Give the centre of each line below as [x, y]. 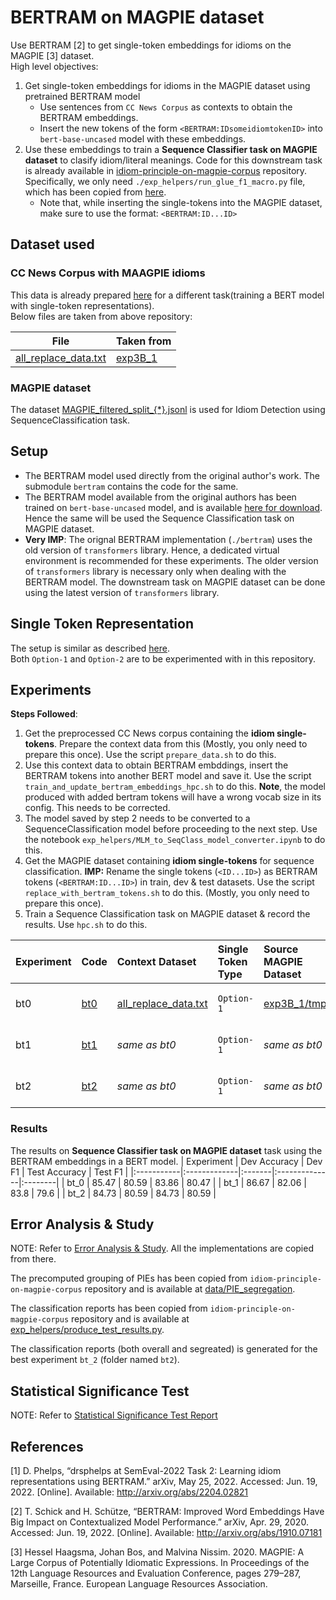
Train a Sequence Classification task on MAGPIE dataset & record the [167, 914]
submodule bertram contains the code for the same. [131, 486]
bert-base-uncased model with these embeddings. [143, 138]
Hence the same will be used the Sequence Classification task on [159, 518]
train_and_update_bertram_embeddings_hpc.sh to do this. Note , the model [175, 787]
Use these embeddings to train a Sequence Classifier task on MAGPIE [171, 149]
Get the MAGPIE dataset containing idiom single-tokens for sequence [169, 861]
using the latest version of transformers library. [122, 592]
